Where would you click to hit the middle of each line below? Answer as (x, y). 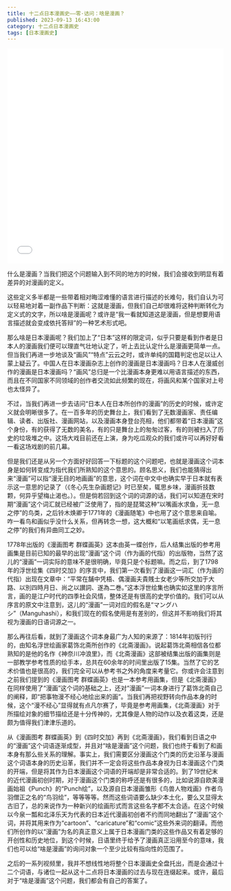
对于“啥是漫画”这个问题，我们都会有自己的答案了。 (79, 881)
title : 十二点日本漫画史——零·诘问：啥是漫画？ (66, 13)
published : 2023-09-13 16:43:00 (53, 20)
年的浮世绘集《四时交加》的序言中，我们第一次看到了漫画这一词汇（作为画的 (115, 571)
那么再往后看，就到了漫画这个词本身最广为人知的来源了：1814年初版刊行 (110, 637)
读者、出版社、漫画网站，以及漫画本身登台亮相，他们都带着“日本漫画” (118, 421)
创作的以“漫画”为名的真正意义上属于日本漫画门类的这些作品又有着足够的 (121, 832)
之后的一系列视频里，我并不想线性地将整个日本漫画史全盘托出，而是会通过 (112, 863)
